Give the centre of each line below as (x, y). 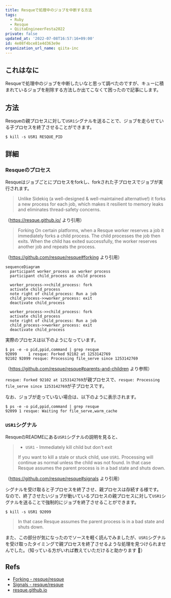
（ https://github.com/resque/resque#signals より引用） (64, 479)
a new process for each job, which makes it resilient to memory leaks (90, 204)
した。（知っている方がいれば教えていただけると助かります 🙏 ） (80, 550)
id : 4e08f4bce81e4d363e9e (33, 44)
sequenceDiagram (22, 267)
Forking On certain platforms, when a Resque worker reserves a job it (91, 230)
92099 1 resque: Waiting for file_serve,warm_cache (61, 411)
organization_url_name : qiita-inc (42, 48)
